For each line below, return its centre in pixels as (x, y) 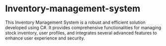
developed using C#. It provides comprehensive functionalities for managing (83, 27)
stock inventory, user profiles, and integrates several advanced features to (81, 33)
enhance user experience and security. (45, 38)
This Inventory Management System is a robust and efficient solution (75, 22)
